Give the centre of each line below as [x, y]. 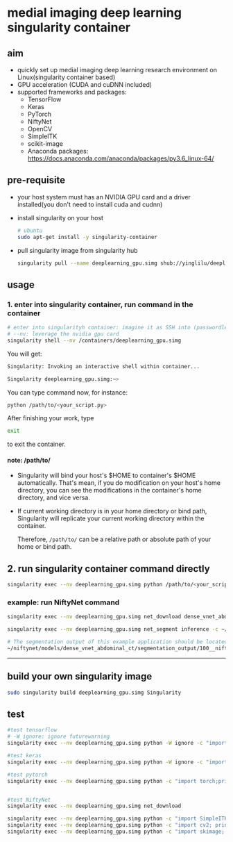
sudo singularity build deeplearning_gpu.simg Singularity [94, 693]
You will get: [25, 354]
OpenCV [40, 129]
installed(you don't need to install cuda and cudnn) [90, 204]
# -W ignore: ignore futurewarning [59, 737]
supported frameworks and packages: [72, 92]
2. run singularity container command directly [109, 569]
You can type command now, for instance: [68, 392]
